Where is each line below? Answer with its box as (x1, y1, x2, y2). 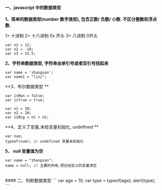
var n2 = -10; (5, 47, 34, 52)
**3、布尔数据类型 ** (5, 84, 49, 90)
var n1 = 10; (5, 106, 32, 111)
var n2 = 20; (5, 111, 32, 116)
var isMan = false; (5, 94, 45, 98)
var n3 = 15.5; (5, 51, 36, 56)
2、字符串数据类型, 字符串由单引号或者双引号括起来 (5, 60, 109, 66)
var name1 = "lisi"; (5, 74, 47, 79)
